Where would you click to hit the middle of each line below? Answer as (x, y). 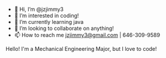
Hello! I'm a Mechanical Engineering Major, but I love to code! (81, 49)
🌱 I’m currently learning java (49, 22)
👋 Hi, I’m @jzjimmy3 (39, 9)
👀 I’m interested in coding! (46, 16)
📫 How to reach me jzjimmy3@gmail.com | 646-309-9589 (87, 35)
